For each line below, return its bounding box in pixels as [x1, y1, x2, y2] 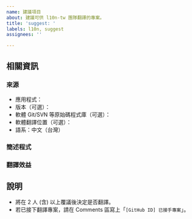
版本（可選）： [15, 103, 51, 110]
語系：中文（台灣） [15, 126, 64, 133]
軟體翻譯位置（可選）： [15, 118, 72, 125]
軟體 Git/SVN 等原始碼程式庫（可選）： [15, 111, 111, 118]
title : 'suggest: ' [6, 20, 56, 26]
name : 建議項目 [6, 9, 41, 15]
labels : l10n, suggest [6, 26, 64, 32]
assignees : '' [6, 32, 43, 38]
